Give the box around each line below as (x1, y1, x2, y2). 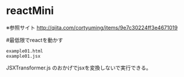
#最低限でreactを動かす (6, 36, 63, 43)
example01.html (6, 48, 44, 54)
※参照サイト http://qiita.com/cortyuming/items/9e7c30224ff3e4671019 (6, 24, 178, 31)
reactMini (6, 4, 54, 17)
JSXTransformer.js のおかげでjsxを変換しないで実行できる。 (6, 64, 152, 71)
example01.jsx (6, 53, 41, 59)
